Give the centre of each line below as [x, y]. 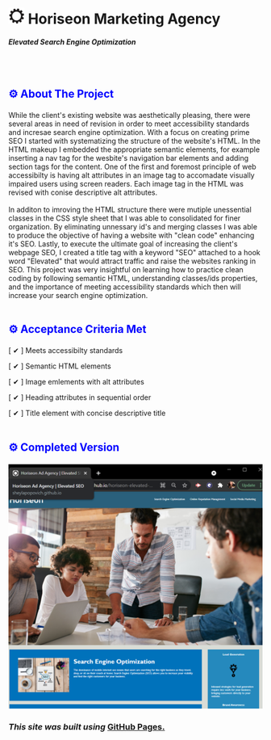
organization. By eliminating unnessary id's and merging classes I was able [133, 226]
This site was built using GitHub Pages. [87, 726]
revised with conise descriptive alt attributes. [83, 192]
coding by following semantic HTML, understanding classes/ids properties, [133, 278]
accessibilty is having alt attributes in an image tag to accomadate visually [132, 175]
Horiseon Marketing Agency [124, 19]
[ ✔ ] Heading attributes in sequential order [80, 397]
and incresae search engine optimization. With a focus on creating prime [129, 132]
